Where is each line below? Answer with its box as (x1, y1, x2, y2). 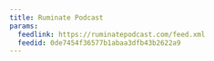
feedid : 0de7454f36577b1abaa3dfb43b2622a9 (17, 38, 181, 48)
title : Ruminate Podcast (9, 13, 104, 22)
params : (9, 22, 39, 30)
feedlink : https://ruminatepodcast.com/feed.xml (17, 30, 206, 39)
